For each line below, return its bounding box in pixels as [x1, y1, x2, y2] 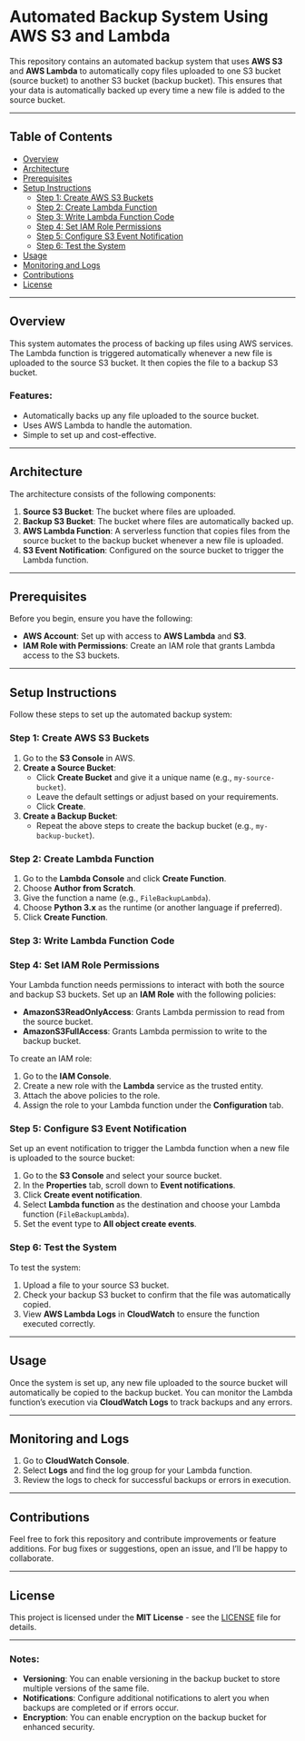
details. [9, 1621, 37, 1632]
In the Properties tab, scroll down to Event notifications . [22, 1179, 236, 1191]
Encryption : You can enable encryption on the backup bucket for [22, 1712, 268, 1723]
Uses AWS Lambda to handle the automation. [22, 420, 192, 431]
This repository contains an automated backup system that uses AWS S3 [9, 55, 283, 66]
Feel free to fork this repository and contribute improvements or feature [9, 1534, 277, 1545]
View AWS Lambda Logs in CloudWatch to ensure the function [22, 1308, 261, 1319]
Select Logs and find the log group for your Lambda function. [22, 1465, 252, 1476]
